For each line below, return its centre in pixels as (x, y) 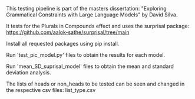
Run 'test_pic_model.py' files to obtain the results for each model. (86, 55)
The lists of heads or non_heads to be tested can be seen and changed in (95, 84)
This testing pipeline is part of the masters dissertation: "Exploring (86, 8)
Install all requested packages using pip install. (63, 44)
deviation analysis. (29, 72)
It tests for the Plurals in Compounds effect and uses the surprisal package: (98, 26)
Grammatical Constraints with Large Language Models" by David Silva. (92, 15)
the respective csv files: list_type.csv (51, 90)
